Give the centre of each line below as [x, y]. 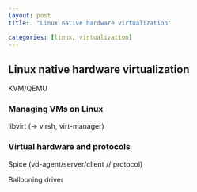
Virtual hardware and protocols [69, 147]
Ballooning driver [36, 179]
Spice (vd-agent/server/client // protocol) [76, 164]
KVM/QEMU [28, 89]
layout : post [30, 15]
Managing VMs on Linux [56, 109]
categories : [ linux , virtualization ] [70, 37]
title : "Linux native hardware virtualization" [90, 23]
